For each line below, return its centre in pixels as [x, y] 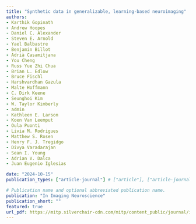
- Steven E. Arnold [30, 39]
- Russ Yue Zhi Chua [31, 66]
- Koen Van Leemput [30, 120]
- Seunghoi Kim [24, 98]
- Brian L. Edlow [27, 71]
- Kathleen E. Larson [32, 115]
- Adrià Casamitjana [31, 55]
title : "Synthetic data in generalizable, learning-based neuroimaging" [96, 11]
